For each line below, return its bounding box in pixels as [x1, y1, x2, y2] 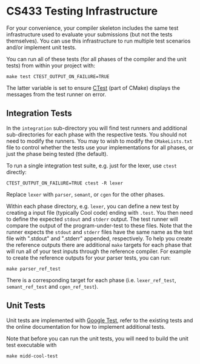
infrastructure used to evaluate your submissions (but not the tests [6, 30, 173, 38]
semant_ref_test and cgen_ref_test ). [6, 283, 99, 290]
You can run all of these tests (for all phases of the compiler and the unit [6, 55, 187, 62]
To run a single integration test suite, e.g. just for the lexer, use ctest [6, 162, 177, 169]
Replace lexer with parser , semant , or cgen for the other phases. [6, 190, 165, 198]
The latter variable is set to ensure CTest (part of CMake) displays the [6, 84, 181, 92]
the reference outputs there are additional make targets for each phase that [6, 241, 192, 248]
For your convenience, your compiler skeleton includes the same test [6, 24, 179, 32]
